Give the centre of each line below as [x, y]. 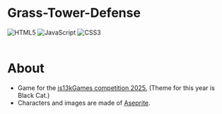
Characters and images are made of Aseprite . [84, 103]
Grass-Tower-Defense [74, 13]
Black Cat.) [34, 95]
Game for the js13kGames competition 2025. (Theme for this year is [116, 88]
